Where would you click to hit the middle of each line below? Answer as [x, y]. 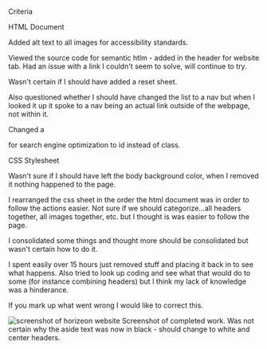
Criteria [21, 12]
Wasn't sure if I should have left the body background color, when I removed [133, 176]
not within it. [29, 114]
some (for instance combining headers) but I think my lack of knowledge [128, 281]
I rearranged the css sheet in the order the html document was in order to [129, 200]
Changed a [26, 129]
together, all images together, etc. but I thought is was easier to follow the [129, 217]
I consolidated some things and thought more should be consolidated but [128, 241]
